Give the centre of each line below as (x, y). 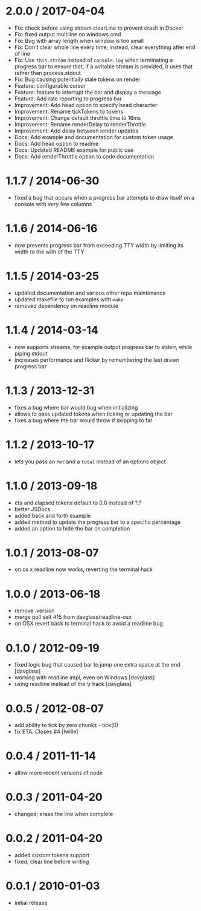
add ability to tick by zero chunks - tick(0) (66, 725)
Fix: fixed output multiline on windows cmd (68, 34)
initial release (31, 903)
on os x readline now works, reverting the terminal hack (84, 569)
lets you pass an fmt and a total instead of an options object (90, 462)
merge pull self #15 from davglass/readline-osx (73, 617)
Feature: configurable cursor (50, 85)
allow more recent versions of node (59, 773)
